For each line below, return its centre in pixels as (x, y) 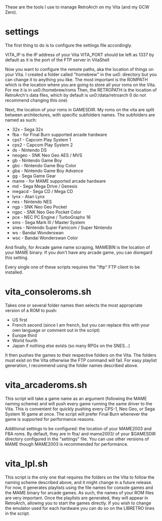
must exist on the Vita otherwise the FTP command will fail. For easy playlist (81, 360)
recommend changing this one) (36, 100)
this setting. (17, 258)
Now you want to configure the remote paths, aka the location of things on (79, 69)
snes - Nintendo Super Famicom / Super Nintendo (62, 227)
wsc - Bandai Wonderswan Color (45, 238)
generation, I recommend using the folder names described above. (72, 365)
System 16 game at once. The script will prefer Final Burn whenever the (76, 414)
